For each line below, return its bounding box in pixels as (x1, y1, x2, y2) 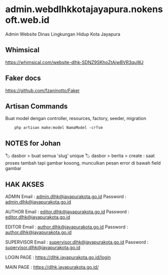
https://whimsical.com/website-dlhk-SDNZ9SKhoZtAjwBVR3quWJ (5, 59, 144, 65)
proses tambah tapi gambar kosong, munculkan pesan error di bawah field (5, 160, 161, 166)
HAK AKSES (5, 180, 45, 188)
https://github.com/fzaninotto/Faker (5, 87, 80, 93)
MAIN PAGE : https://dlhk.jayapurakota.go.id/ (5, 264, 99, 270)
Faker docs (5, 74, 41, 83)
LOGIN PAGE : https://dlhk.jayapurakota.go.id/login (5, 254, 111, 260)
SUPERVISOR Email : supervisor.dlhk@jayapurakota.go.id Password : (5, 239, 149, 245)
